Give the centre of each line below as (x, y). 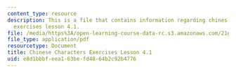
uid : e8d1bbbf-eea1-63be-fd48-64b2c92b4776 (72, 59)
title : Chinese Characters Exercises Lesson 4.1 (80, 53)
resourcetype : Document (42, 46)
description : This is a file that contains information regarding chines (118, 20)
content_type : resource (42, 14)
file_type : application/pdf (48, 40)
